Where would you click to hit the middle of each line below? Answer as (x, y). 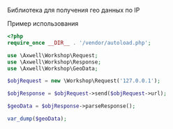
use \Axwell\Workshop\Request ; (53, 55)
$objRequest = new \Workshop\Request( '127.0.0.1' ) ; (84, 81)
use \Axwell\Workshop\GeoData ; (53, 68)
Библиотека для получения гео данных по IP (74, 10)
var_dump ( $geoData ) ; (37, 119)
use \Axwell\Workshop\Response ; (54, 62)
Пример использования (43, 23)
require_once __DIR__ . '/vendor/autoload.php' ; (79, 43)
